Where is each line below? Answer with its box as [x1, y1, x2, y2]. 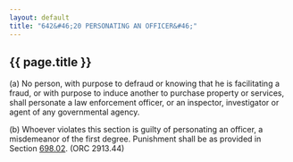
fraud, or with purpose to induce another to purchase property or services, [9, 88, 284, 98]
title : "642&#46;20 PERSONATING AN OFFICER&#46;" [9, 21, 198, 30]
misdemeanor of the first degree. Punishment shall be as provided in [9, 133, 262, 144]
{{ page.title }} [9, 55, 92, 70]
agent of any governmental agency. [9, 107, 140, 117]
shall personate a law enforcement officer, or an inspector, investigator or [9, 98, 280, 108]
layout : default [9, 13, 70, 22]
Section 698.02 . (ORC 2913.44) [9, 143, 125, 154]
